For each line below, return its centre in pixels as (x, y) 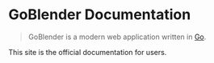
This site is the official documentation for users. (88, 52)
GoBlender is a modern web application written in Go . (117, 37)
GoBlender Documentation (100, 15)
